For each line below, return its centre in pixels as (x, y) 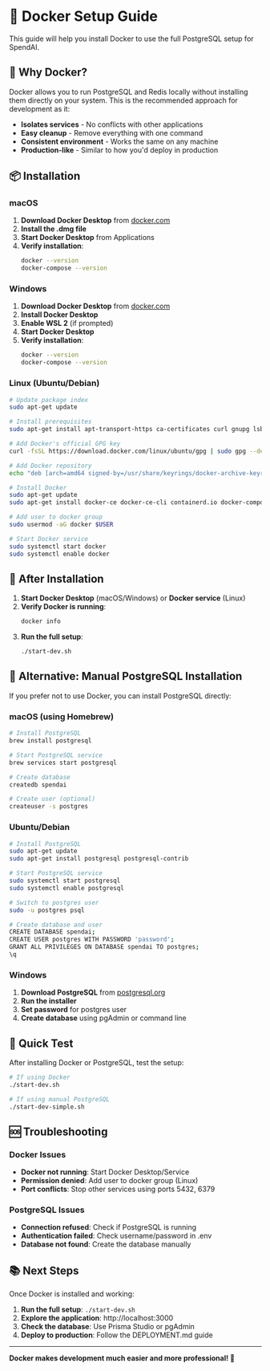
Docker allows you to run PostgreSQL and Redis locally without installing (129, 92)
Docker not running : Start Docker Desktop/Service (105, 1172)
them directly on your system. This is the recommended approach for (124, 100)
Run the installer (48, 1001)
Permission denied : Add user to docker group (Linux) (109, 1181)
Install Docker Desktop (59, 315)
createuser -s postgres (49, 807)
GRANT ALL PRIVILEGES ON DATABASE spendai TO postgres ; (104, 947)
